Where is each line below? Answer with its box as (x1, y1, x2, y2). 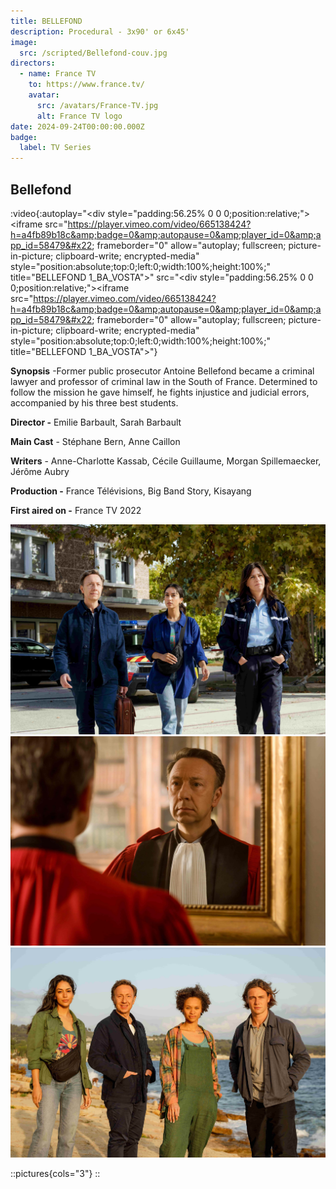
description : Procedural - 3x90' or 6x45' (10, 26, 190, 37)
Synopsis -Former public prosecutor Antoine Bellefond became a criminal (10, 365, 315, 377)
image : (10, 37, 38, 47)
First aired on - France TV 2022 (10, 504, 142, 516)
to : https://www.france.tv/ (28, 80, 145, 90)
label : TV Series (19, 143, 92, 153)
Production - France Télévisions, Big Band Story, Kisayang (10, 485, 252, 497)
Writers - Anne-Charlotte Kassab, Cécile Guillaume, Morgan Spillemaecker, (10, 455, 322, 467)
